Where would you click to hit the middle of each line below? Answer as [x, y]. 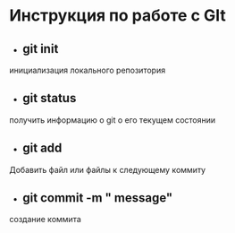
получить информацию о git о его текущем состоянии [113, 120]
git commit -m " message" [97, 198]
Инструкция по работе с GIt [117, 16]
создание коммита [46, 220]
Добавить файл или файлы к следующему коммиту [108, 169]
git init [40, 49]
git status [49, 98]
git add [42, 148]
